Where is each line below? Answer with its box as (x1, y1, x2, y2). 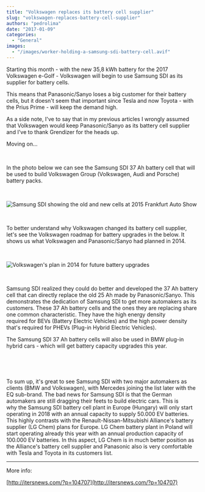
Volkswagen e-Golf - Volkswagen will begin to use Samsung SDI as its (6, 72, 183, 80)
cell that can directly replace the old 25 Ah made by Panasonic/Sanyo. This (6, 291, 195, 299)
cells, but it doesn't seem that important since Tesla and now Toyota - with (6, 97, 194, 104)
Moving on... (6, 140, 38, 147)
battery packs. (6, 177, 43, 184)
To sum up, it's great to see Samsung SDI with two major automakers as (6, 378, 187, 385)
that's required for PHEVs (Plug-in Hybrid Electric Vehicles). (6, 324, 157, 331)
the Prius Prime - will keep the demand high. (6, 103, 118, 111)
